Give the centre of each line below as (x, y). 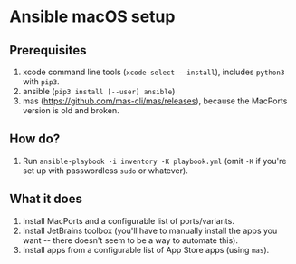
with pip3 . (41, 82)
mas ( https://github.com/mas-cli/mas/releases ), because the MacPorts (155, 101)
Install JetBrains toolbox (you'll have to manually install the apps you (150, 230)
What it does (46, 199)
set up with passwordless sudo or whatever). (105, 171)
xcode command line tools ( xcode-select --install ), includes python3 (153, 72)
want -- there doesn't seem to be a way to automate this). (130, 240)
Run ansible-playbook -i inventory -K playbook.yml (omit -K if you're (154, 161)
